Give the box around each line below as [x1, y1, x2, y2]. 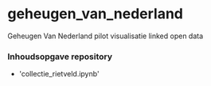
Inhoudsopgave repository [7, 51, 113, 62]
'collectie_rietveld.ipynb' [18, 69, 100, 79]
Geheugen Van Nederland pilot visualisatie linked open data [7, 31, 204, 41]
